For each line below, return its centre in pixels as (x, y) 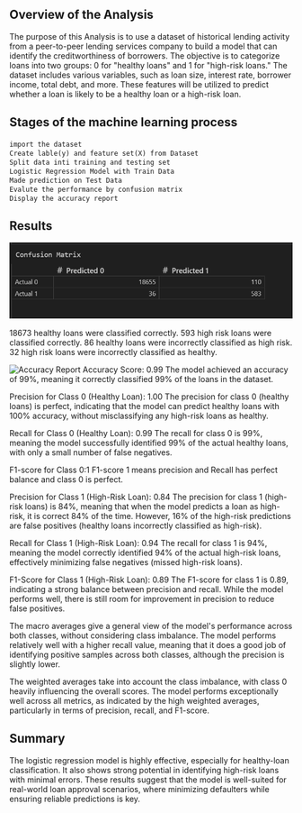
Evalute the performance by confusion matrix (96, 189)
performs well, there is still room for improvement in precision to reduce (142, 599)
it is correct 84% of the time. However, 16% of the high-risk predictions (159, 516)
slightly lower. (35, 664)
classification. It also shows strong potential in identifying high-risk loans (144, 770)
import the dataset (46, 144)
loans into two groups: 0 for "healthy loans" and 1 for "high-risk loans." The (148, 65)
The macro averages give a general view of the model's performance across (151, 626)
